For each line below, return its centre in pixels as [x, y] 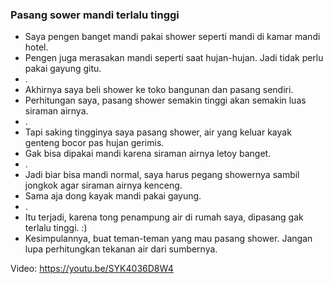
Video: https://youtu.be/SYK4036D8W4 [92, 269]
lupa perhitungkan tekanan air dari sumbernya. [121, 249]
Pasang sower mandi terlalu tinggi [95, 15]
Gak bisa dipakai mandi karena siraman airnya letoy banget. [148, 154]
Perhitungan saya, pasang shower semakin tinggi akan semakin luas [165, 100]
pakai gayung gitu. [63, 69]
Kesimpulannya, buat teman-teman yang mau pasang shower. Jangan [168, 239]
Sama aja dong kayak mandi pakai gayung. [113, 196]
